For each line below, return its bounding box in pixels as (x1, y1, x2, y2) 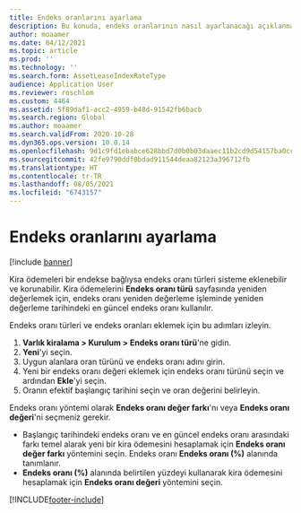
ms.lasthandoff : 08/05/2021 (9, 180, 115, 189)
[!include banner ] (9, 256, 73, 267)
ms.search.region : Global (9, 113, 106, 122)
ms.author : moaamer (9, 122, 82, 131)
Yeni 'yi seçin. (21, 346, 73, 357)
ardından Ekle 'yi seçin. (21, 375, 107, 386)
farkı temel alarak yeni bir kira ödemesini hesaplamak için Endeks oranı (21, 439, 286, 449)
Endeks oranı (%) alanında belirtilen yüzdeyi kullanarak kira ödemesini (21, 467, 283, 478)
